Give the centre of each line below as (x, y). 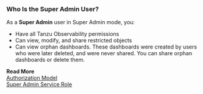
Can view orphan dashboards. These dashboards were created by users (106, 47)
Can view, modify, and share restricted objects (73, 41)
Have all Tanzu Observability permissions (67, 34)
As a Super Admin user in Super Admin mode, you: (71, 22)
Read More (20, 72)
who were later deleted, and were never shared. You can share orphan (104, 53)
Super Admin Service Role (39, 84)
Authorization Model (32, 78)
